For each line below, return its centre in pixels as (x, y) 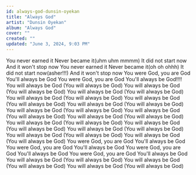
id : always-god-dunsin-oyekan (43, 11)
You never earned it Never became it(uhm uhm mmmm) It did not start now (97, 60)
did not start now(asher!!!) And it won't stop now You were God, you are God (98, 73)
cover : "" (18, 33)
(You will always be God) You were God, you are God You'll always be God (96, 141)
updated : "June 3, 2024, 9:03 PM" (48, 44)
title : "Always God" (31, 17)
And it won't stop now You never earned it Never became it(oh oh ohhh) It (95, 66)
